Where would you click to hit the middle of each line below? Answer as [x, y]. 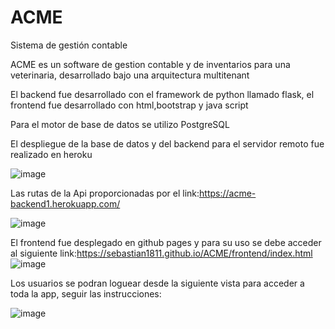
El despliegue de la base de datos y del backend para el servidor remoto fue [167, 143]
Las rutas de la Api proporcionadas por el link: [105, 193]
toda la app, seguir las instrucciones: [86, 293]
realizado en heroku [51, 154]
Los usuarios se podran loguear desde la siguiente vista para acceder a [157, 283]
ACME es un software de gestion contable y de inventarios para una [150, 64]
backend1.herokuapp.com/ [65, 203]
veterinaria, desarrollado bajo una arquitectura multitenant [130, 75]
